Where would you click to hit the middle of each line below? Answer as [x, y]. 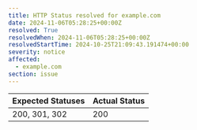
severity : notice [37, 52]
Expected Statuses [49, 101]
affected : [25, 60]
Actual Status [118, 101]
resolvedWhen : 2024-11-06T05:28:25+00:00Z [79, 37]
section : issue [33, 74]
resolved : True [33, 30]
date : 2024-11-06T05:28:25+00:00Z [65, 23]
